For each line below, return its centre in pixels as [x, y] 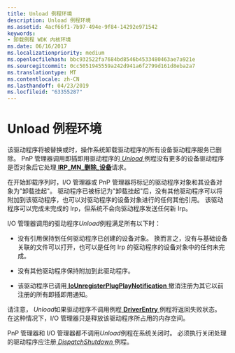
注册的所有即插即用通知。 [54, 295]
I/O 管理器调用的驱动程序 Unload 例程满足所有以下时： [84, 224]
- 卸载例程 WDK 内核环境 [39, 40]
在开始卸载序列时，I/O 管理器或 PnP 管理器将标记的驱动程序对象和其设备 [112, 182]
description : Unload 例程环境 [49, 20]
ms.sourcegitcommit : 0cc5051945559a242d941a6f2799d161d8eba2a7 [101, 66]
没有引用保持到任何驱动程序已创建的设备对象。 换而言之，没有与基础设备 [122, 239]
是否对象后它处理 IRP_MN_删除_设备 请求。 [69, 167]
